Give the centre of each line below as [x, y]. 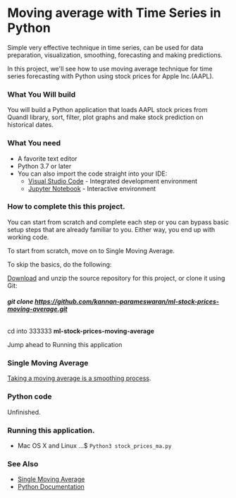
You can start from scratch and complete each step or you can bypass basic [118, 222]
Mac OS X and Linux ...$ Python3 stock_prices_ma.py [94, 445]
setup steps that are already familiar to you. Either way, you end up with [111, 229]
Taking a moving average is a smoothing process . [79, 378]
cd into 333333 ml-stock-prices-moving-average [81, 331]
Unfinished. [24, 412]
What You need [34, 143]
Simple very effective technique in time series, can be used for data [105, 47]
